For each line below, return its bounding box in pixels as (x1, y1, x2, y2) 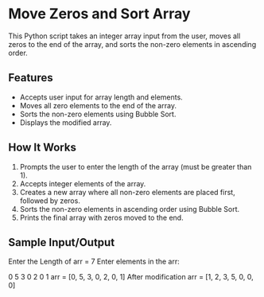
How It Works (8, 141, 77, 154)
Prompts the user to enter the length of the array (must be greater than (19, 162, 252, 171)
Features (8, 71, 53, 84)
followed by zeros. (19, 196, 81, 205)
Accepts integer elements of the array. (19, 178, 146, 188)
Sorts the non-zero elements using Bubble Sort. (19, 109, 177, 119)
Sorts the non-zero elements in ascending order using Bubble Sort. (19, 204, 240, 213)
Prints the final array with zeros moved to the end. (19, 213, 184, 222)
